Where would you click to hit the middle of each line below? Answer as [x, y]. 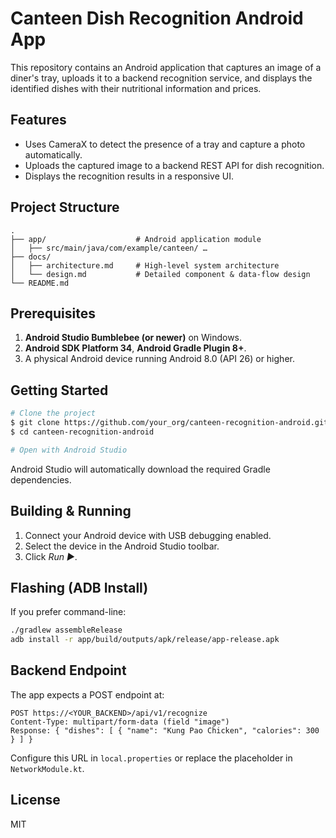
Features [38, 120]
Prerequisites [53, 313]
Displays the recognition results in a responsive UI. [129, 176]
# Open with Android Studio [69, 450]
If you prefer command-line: [68, 612]
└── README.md [40, 283]
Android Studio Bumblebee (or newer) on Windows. [133, 338]
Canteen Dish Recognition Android [157, 18]
